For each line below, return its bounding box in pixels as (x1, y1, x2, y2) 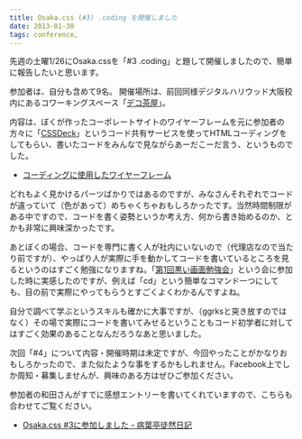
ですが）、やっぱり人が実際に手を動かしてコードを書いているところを (24, 253, 282, 264)
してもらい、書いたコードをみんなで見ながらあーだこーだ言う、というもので (9, 139, 293, 150)
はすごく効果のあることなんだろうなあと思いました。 (9, 328, 206, 339)
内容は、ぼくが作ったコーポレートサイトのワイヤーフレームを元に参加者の (9, 116, 286, 127)
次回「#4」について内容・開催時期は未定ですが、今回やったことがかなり (9, 348, 280, 359)
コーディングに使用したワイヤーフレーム (22, 169, 172, 180)
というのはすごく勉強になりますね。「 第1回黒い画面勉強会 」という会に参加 (16, 264, 293, 275)
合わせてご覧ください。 (9, 400, 96, 411)
